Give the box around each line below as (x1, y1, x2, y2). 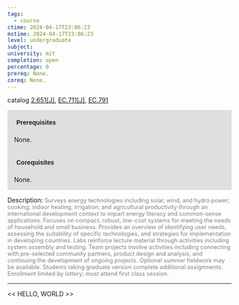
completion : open (7, 57, 59, 64)
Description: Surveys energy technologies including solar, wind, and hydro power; (7, 196, 230, 205)
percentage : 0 (7, 63, 50, 70)
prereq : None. (7, 70, 50, 77)
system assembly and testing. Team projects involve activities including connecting (7, 243, 231, 251)
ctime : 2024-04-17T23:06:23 (7, 23, 91, 31)
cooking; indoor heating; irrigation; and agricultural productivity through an (7, 203, 208, 211)
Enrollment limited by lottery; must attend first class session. (7, 270, 169, 278)
